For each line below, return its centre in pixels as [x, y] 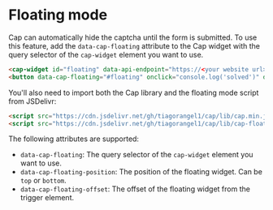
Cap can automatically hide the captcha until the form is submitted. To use [133, 37]
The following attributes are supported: [74, 139]
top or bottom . [43, 181]
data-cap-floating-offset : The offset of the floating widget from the [135, 189]
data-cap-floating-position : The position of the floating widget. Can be [141, 172]
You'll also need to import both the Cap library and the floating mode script [134, 92]
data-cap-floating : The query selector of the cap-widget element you [136, 155]
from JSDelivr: [32, 101]
